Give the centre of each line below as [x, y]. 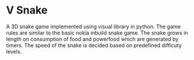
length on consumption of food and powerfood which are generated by [92, 39]
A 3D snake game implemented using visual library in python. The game [93, 26]
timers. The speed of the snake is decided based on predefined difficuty [94, 45]
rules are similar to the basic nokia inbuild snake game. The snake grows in [97, 32]
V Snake [27, 10]
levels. [14, 51]
